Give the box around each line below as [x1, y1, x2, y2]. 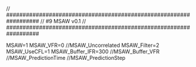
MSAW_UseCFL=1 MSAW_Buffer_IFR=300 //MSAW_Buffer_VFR [6, 48, 160, 55]
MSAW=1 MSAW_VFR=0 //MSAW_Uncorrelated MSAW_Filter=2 [6, 42, 160, 49]
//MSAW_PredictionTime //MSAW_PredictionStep [6, 55, 126, 61]
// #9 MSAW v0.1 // [40, 18, 86, 24]
